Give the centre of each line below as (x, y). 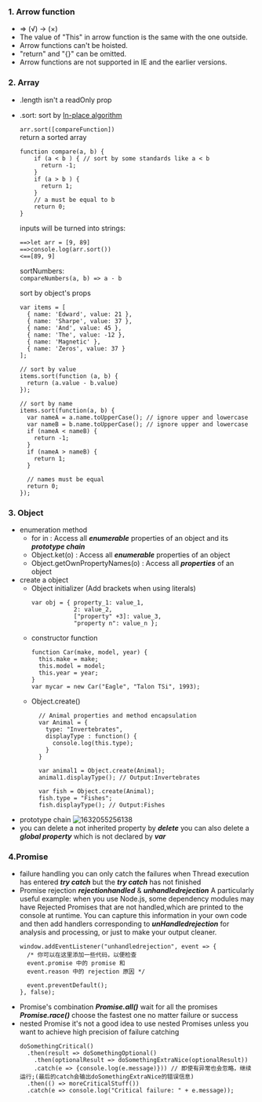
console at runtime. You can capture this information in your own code (133, 916)
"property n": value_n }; (116, 623)
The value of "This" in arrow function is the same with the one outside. (134, 37)
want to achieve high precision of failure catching (99, 1032)
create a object (44, 579)
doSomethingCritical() (56, 1047)
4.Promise (28, 857)
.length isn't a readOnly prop (65, 100)
